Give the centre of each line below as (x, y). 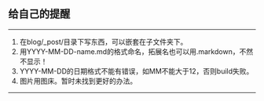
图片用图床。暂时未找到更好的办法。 (78, 81)
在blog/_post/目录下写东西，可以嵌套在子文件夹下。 (103, 41)
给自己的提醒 (39, 14)
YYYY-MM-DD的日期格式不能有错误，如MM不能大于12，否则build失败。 (136, 71)
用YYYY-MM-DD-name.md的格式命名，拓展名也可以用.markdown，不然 (136, 51)
